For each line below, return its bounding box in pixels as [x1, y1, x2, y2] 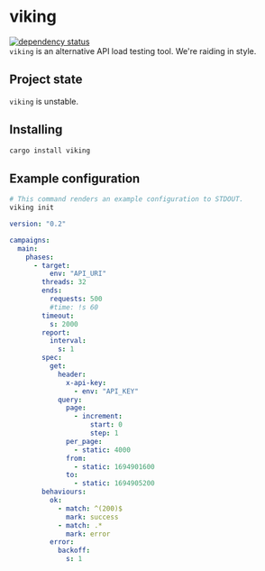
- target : [32, 261, 70, 270]
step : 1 [89, 428, 119, 437]
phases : [25, 253, 54, 262]
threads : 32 [41, 278, 87, 287]
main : [17, 244, 39, 253]
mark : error [66, 530, 111, 539]
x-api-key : [66, 378, 106, 387]
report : [41, 327, 70, 337]
